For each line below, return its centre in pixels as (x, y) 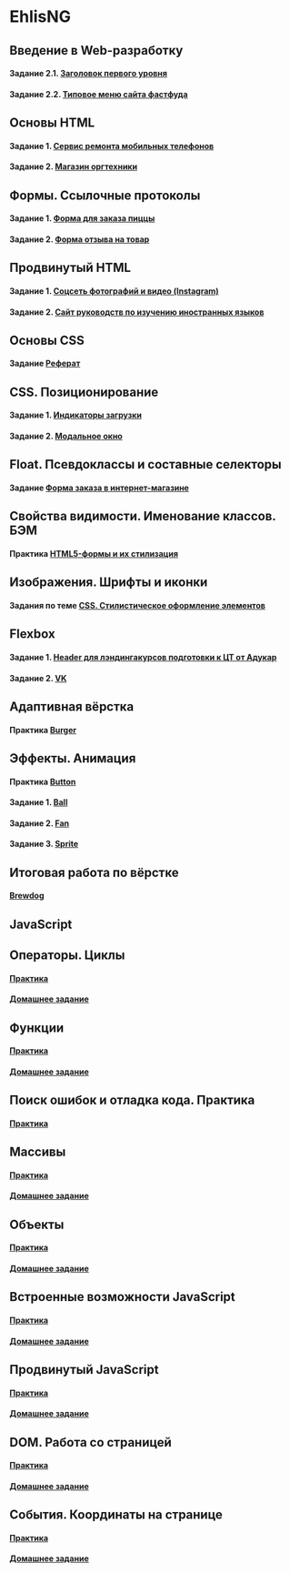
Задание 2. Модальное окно (66, 436)
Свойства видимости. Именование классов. (143, 516)
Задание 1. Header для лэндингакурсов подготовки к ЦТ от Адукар (143, 657)
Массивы (38, 1152)
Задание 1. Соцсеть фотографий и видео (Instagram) (115, 291)
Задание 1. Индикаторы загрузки (76, 415)
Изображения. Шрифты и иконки (109, 583)
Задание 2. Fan (40, 823)
